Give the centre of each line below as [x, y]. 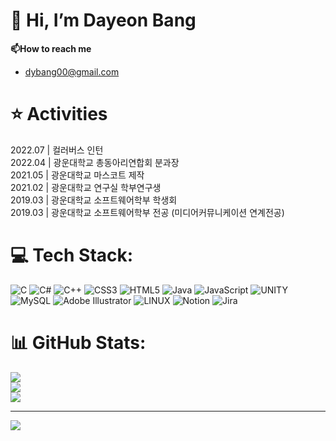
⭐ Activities [59, 114]
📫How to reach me [51, 48]
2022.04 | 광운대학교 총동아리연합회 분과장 [95, 162]
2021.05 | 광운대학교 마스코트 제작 [77, 175]
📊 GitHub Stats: [78, 343]
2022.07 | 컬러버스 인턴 [57, 150]
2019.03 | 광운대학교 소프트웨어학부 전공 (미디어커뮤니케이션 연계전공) [147, 212]
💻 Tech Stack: [72, 255]
